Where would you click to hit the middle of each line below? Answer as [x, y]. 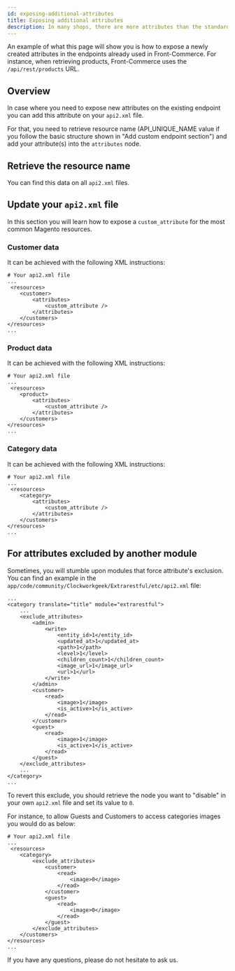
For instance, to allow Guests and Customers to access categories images [114, 816]
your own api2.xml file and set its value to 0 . [71, 802]
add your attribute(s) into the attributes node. [74, 144]
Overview [29, 91]
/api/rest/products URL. [43, 69]
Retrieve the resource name [69, 166]
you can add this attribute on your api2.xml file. [76, 116]
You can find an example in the [52, 578]
